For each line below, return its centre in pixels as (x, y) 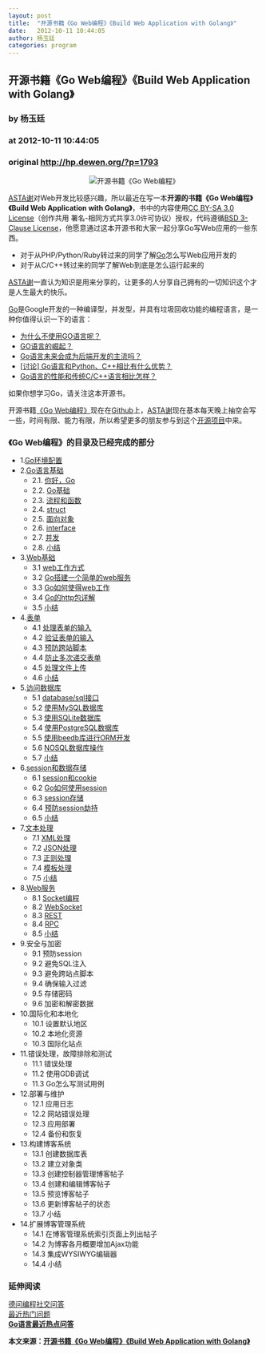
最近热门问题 (29, 1314)
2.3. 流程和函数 (57, 501)
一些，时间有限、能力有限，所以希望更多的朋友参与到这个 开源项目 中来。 (127, 420)
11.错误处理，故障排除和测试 (66, 1054)
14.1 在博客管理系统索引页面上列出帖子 (95, 1234)
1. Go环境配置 (41, 461)
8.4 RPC (46, 924)
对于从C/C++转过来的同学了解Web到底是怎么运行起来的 (112, 264)
